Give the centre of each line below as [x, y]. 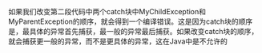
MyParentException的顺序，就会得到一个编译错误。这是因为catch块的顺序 [131, 21]
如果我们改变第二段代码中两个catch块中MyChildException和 [107, 11]
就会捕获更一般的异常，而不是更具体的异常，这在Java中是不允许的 [118, 41]
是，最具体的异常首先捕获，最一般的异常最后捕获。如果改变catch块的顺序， [133, 31]
